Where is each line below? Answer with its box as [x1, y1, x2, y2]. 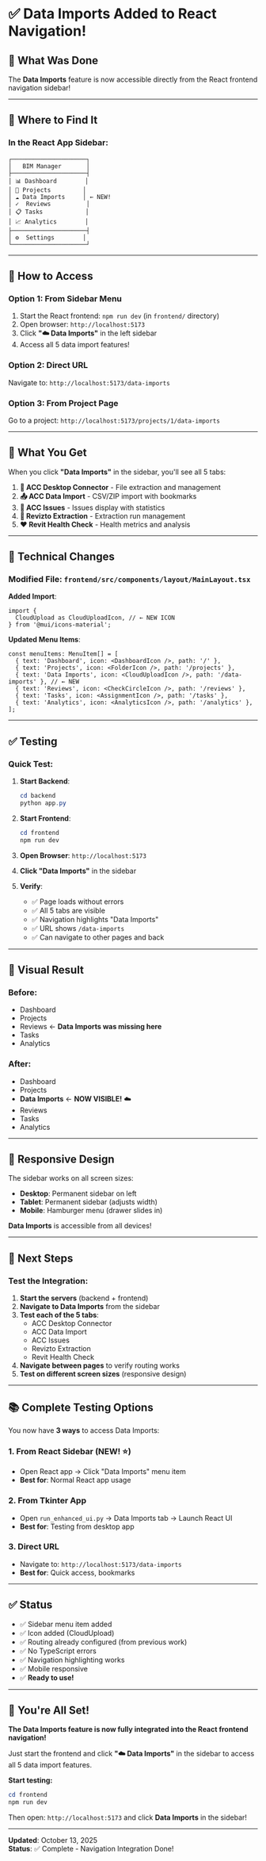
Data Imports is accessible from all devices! [8, 1221, 152, 1231]
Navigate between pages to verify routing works [19, 1361, 180, 1370]
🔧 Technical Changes [8, 550, 115, 564]
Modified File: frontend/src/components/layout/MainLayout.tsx [8, 574, 251, 585]
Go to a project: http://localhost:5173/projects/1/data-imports [8, 415, 220, 425]
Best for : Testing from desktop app [19, 1522, 135, 1531]
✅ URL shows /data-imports [31, 923, 125, 932]
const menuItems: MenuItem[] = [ [8, 650, 119, 658]
